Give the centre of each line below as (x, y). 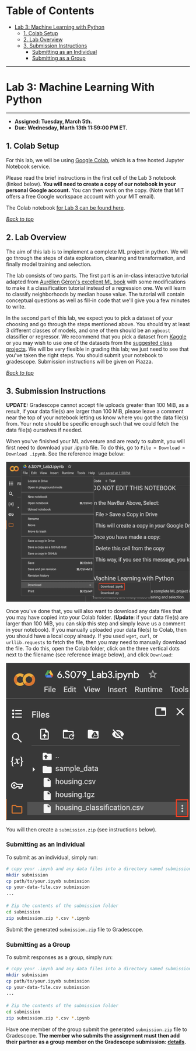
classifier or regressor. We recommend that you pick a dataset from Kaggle (96, 336)
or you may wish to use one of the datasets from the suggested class (89, 343)
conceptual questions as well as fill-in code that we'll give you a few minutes (98, 300)
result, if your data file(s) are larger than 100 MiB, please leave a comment (95, 412)
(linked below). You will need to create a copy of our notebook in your (91, 184)
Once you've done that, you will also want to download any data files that (94, 611)
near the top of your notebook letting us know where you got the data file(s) (97, 417)
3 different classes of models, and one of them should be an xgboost (88, 330)
